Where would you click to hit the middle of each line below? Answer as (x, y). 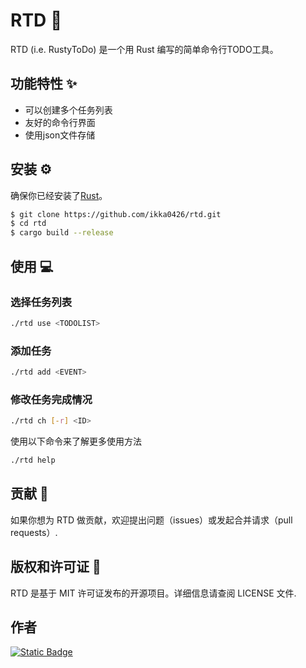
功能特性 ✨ (44, 84)
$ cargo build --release (62, 233)
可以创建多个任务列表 (68, 110)
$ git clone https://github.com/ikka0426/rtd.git (116, 214)
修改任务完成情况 (51, 399)
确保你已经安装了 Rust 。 (59, 195)
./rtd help (33, 460)
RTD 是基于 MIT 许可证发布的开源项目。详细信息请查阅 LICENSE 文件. (153, 593)
